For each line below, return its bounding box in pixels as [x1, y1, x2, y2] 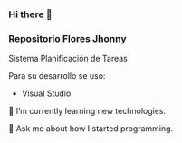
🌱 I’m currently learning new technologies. [8, 106, 167, 117]
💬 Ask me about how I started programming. [8, 123, 174, 134]
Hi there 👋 [8, 8, 53, 21]
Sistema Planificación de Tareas [8, 53, 128, 64]
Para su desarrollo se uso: [8, 71, 106, 81]
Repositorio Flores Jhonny [8, 32, 127, 44]
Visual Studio [21, 88, 72, 99]
